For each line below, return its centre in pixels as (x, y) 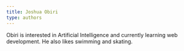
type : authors (24, 18)
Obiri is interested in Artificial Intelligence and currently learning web (92, 35)
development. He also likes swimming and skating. (70, 41)
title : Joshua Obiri (32, 12)
